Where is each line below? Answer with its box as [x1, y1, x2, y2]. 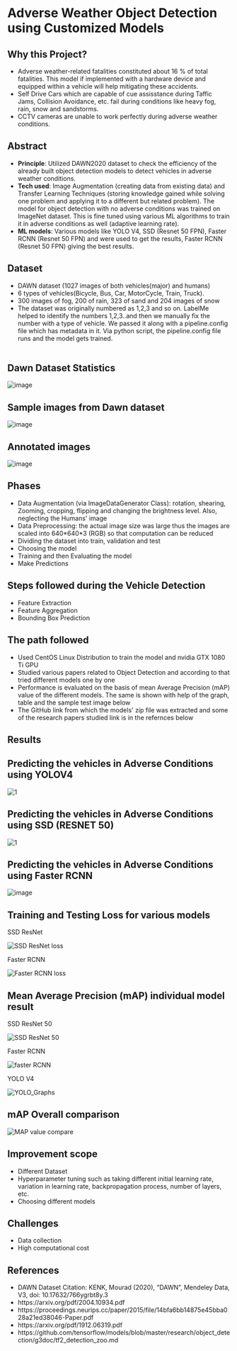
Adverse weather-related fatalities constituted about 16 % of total [17, 67, 209, 75]
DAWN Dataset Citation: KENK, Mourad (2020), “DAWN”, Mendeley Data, [17, 1283, 230, 1291]
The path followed [7, 634, 90, 646]
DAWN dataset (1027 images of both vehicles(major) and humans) [17, 281, 211, 290]
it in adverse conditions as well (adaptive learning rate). [17, 219, 180, 228]
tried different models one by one [17, 675, 115, 684]
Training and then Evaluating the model [17, 551, 132, 560]
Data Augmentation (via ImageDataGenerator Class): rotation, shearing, [17, 498, 226, 508]
